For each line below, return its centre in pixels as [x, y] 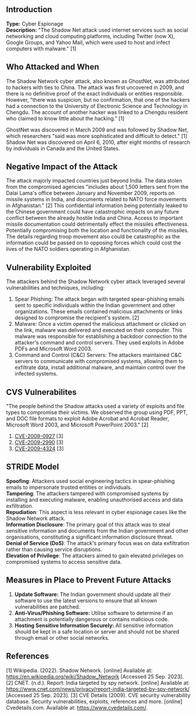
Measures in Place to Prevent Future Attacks [89, 580]
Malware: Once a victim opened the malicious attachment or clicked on [100, 324]
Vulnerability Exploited [49, 268]
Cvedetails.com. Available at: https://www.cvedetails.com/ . [77, 708]
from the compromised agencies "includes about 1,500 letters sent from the [97, 187]
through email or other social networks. [62, 637]
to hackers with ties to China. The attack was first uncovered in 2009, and [95, 87]
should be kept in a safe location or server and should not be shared [97, 632]
